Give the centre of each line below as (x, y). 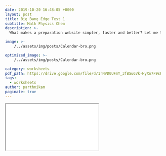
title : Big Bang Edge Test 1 (35, 19)
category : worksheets (27, 69)
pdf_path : (15, 73)
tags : (11, 78)
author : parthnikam (25, 87)
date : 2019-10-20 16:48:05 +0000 (40, 10)
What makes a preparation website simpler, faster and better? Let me (84, 33)
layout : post (19, 14)
